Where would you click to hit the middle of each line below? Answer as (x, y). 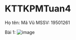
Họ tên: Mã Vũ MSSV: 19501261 (37, 22)
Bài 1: (10, 32)
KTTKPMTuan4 (38, 9)
